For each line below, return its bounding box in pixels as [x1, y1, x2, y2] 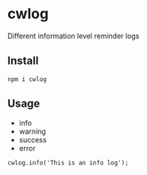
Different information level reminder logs [7, 31, 140, 41]
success [18, 134, 47, 144]
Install [7, 54, 39, 68]
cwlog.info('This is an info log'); [7, 158, 129, 167]
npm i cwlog [7, 75, 47, 84]
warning [18, 126, 47, 136]
